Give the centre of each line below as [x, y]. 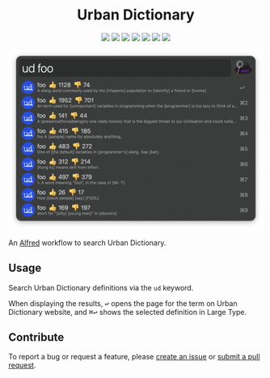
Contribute [36, 337]
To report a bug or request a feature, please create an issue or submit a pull [134, 357]
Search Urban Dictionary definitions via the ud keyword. [101, 287]
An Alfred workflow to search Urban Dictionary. [87, 242]
